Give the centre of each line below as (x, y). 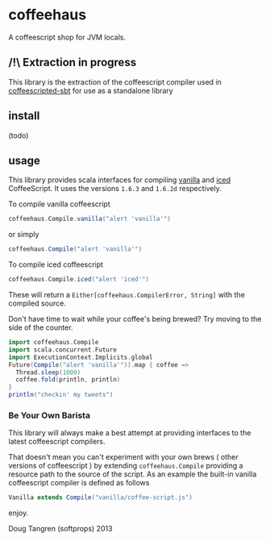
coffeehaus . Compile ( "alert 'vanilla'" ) (75, 249)
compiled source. (37, 303)
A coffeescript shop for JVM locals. (67, 37)
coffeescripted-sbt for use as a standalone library (91, 90)
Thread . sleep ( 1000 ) (48, 372)
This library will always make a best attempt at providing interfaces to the (130, 433)
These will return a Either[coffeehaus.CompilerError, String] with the (127, 295)
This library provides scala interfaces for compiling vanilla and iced (120, 180)
